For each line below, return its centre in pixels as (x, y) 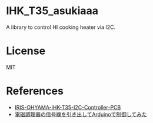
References (35, 91)
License (26, 51)
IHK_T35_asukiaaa (52, 11)
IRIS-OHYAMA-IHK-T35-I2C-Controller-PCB (68, 107)
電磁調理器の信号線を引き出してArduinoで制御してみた (81, 114)
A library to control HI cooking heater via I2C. (61, 27)
